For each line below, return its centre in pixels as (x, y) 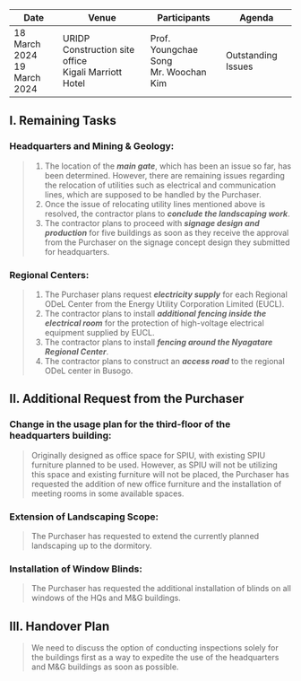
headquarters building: (60, 436)
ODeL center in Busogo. (89, 371)
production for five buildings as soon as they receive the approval (167, 232)
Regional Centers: (49, 275)
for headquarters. (77, 251)
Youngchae (174, 50)
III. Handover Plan (60, 626)
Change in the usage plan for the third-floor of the (120, 424)
